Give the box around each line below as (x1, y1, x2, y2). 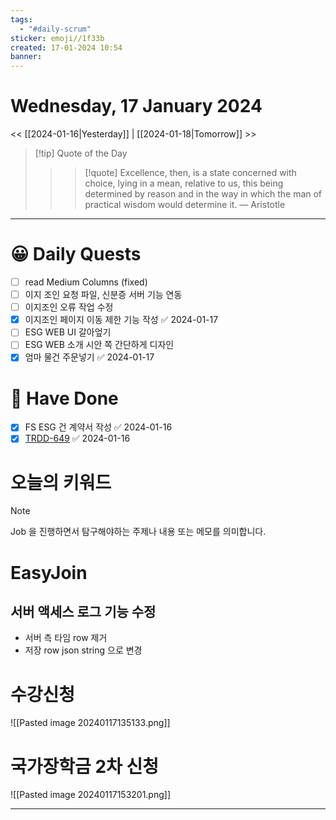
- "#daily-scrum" (19, 24, 92, 34)
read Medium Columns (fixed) (24, 276, 148, 288)
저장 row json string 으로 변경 (24, 644, 143, 656)
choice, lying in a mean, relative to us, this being (84, 177, 284, 190)
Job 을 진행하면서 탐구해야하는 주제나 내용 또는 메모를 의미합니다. (10, 526, 267, 538)
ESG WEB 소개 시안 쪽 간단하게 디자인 (24, 339, 175, 351)
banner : (10, 52, 43, 62)
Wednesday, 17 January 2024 (10, 95, 263, 118)
